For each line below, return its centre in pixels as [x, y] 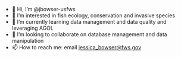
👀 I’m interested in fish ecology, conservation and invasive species [93, 15]
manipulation [28, 41]
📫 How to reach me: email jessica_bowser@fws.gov [77, 47]
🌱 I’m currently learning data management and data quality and [89, 22]
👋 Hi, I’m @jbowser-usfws [43, 9]
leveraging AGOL [32, 28]
